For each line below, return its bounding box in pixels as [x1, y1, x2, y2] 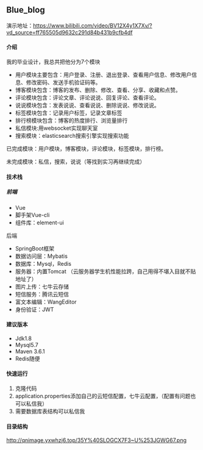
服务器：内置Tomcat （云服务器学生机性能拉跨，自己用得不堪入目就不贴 [15, 268, 196, 275]
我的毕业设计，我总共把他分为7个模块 [6, 58, 101, 66]
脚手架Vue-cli [15, 211, 50, 218]
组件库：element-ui [15, 219, 64, 226]
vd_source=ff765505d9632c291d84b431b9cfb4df [6, 29, 133, 36]
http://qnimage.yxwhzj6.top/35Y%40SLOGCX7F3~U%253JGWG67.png [6, 437, 187, 444]
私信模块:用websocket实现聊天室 [15, 124, 98, 132]
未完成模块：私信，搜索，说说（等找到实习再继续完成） [6, 158, 145, 165]
